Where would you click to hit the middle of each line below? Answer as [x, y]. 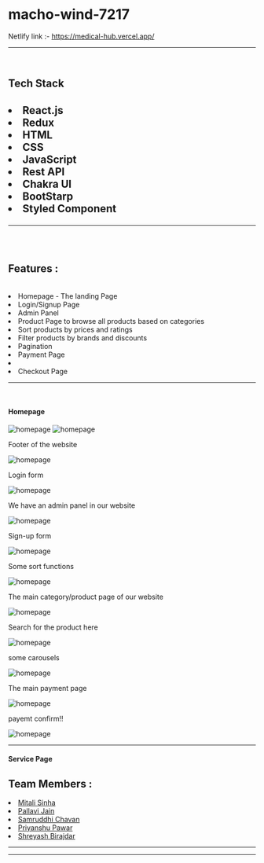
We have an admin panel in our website [72, 505]
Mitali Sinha [37, 802]
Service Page [30, 759]
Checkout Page [43, 371]
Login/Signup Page [49, 304]
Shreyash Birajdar [47, 836]
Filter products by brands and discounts [83, 338]
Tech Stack [36, 84]
